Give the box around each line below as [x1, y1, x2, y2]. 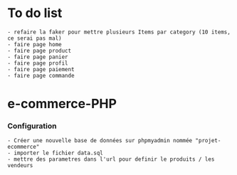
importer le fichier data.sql [14, 149, 103, 157]
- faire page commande [7, 72, 75, 79]
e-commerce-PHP [7, 96, 117, 112]
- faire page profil [7, 59, 69, 67]
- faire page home [7, 41, 62, 48]
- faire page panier [7, 53, 69, 60]
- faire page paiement [7, 65, 75, 73]
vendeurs [7, 162, 33, 169]
